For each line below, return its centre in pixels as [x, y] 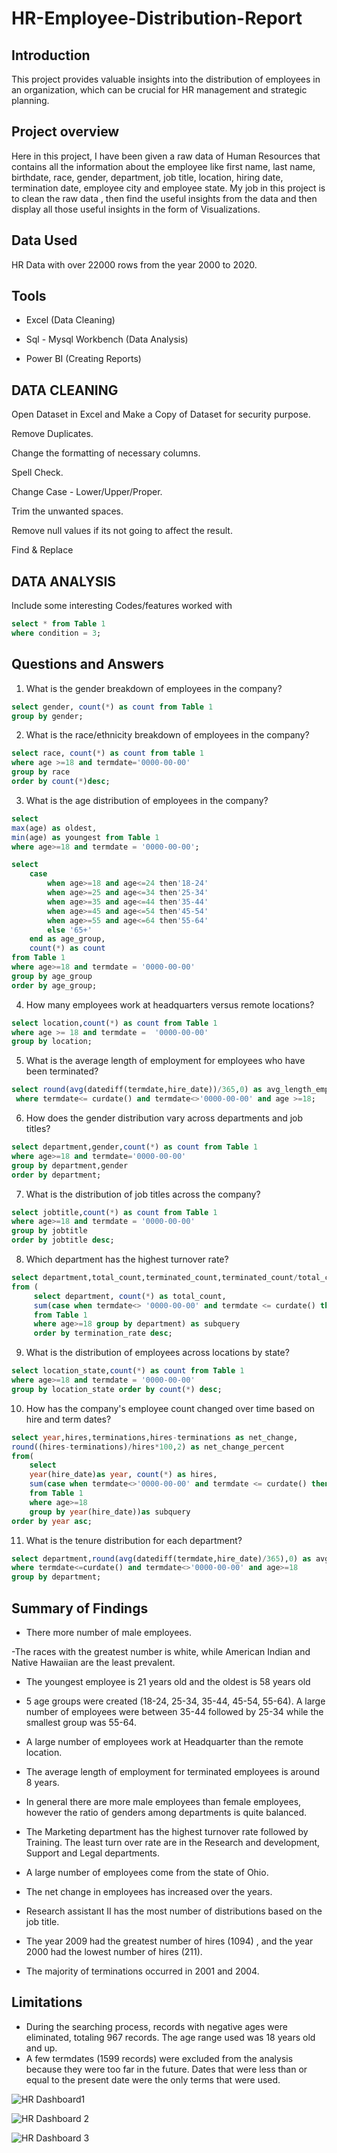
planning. [30, 100]
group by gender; [47, 716]
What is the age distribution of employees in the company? [147, 800]
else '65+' [70, 930]
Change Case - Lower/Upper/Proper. [87, 492]
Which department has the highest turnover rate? [127, 1259]
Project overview [65, 132]
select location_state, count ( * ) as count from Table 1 [128, 1371]
